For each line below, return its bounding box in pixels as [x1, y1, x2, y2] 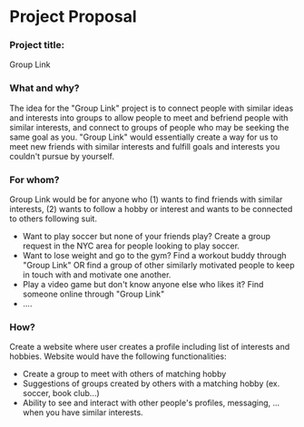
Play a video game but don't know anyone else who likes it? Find [22, 279, 264, 290]
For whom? [9, 173, 60, 186]
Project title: [9, 39, 65, 52]
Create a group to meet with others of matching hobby [22, 369, 227, 380]
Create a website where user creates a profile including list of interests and [9, 342, 290, 353]
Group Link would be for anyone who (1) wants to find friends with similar [9, 194, 283, 205]
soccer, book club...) [22, 388, 100, 399]
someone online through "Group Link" [22, 288, 165, 300]
